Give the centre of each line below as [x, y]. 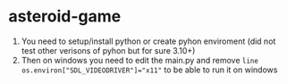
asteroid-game [65, 17]
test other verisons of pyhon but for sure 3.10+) [108, 50]
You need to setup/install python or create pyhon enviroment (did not [148, 41]
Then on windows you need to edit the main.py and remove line [139, 60]
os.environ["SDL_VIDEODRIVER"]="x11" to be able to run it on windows [149, 70]
